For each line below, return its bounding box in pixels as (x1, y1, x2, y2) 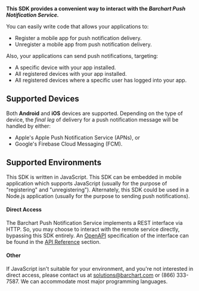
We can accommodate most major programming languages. (20, 278, 168, 285)
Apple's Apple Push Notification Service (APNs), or (14, 134, 141, 141)
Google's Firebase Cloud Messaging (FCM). (14, 140, 123, 147)
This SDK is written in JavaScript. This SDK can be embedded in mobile (6, 173, 182, 181)
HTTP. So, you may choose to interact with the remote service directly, (6, 225, 180, 233)
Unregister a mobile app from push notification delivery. (14, 41, 152, 48)
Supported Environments (6, 157, 102, 168)
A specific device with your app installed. (14, 64, 116, 71)
